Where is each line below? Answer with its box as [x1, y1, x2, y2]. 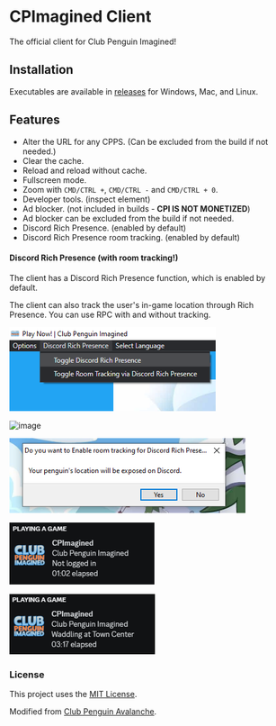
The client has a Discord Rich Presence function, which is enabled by [9, 272, 266, 283]
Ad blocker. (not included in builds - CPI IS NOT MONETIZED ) [22, 203, 251, 213]
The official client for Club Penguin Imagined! [9, 36, 177, 47]
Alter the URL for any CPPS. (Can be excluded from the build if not [22, 136, 269, 147]
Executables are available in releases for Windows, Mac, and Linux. [9, 86, 259, 96]
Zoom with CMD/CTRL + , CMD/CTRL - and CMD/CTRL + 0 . [22, 184, 218, 195]
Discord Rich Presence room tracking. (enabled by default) [22, 231, 241, 242]
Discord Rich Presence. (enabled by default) [22, 222, 187, 233]
